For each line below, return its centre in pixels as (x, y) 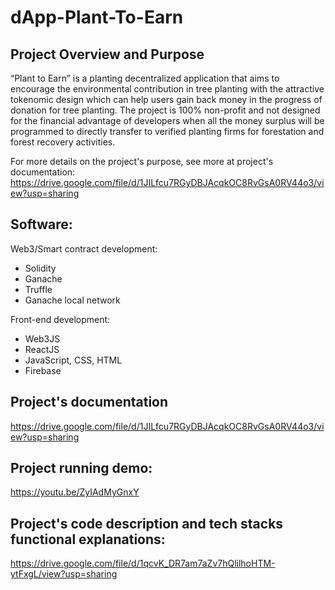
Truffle (38, 289)
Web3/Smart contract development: (84, 248)
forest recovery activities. (63, 142)
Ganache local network (72, 300)
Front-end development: (60, 319)
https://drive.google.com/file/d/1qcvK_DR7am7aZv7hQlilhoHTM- (143, 563)
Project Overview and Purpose (107, 54)
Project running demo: (81, 468)
